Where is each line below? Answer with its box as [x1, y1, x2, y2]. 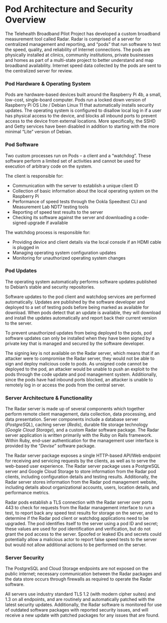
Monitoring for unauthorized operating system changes [12, 255, 126, 261]
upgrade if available [27, 220, 68, 226]
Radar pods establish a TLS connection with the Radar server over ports [5, 499, 153, 505]
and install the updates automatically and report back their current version [5, 314, 157, 320]
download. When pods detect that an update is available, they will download [5, 310, 161, 315]
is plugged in [12, 244, 39, 250]
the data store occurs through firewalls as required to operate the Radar [5, 576, 153, 582]
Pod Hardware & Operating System [5, 80, 91, 87]
